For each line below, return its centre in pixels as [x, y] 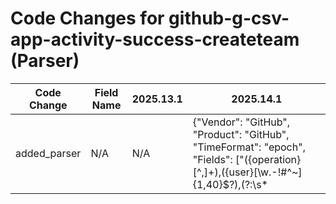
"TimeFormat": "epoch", [249, 147]
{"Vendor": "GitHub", [241, 122]
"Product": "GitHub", [241, 134]
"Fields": [212, 159]
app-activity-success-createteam [155, 39]
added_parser [48, 153]
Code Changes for [87, 18]
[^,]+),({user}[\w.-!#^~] [247, 172]
